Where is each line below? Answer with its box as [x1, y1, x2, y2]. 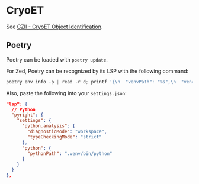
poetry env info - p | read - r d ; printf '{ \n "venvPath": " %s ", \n [6, 79, 176, 85]
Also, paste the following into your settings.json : [6, 89, 127, 96]
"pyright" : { [11, 112, 44, 118]
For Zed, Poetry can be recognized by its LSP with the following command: [6, 67, 189, 75]
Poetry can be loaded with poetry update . [6, 56, 108, 63]
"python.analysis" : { [21, 123, 76, 129]
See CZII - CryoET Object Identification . [6, 23, 103, 30]
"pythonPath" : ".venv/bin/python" [27, 150, 113, 157]
